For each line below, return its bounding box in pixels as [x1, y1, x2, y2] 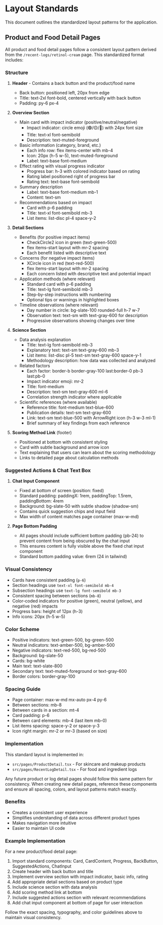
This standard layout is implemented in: [5, 751, 84, 757]
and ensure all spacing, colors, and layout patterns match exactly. [5, 786, 138, 792]
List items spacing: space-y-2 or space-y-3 [12, 723, 100, 729]
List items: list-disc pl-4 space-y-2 [26, 215, 97, 221]
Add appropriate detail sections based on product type [12, 879, 123, 885]
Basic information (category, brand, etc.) [19, 142, 101, 148]
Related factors [19, 363, 50, 369]
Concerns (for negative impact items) [19, 255, 95, 261]
